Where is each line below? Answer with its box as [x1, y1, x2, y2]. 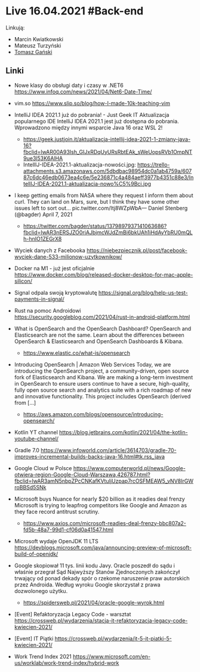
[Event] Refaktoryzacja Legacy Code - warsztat [14, 610, 131, 617]
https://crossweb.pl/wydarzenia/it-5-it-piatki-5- [54, 635, 172, 642]
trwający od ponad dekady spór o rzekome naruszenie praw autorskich [14, 574, 190, 582]
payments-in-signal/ [14, 295, 65, 302]
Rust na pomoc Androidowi [14, 307, 81, 314]
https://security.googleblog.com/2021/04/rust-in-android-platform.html [14, 313, 190, 320]
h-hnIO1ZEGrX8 [23, 235, 62, 242]
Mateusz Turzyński [14, 42, 61, 49]
